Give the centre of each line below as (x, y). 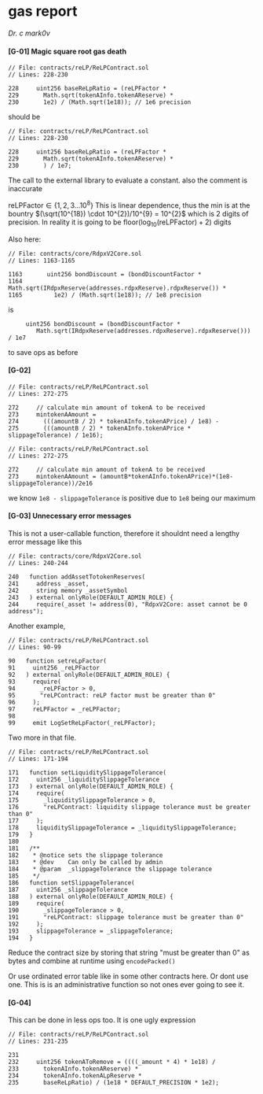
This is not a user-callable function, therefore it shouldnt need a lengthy (124, 533)
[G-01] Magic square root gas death (68, 51)
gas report (43, 11)
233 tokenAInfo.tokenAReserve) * (73, 1069)
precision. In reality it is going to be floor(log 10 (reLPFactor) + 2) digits (120, 223)
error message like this (45, 542)
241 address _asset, (49, 584)
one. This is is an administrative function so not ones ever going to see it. (126, 985)
